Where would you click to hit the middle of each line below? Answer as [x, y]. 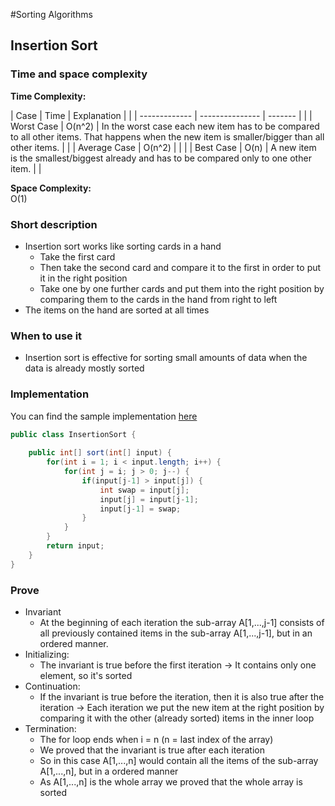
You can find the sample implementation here [104, 416]
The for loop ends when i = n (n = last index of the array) [156, 739]
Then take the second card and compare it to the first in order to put [180, 267]
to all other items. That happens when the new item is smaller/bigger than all [167, 136]
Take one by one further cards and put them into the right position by [182, 288]
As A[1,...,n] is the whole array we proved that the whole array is [171, 782]
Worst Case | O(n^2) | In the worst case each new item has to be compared [165, 126]
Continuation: [52, 686]
